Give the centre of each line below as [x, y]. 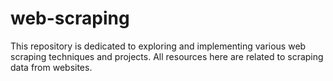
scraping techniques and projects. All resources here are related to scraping [167, 56]
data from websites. [51, 67]
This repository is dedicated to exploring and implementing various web [158, 46]
